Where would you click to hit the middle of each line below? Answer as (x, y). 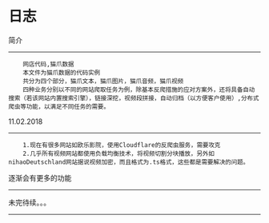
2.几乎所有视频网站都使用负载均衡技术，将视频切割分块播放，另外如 (118, 153)
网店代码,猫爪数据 (48, 64)
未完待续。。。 (29, 202)
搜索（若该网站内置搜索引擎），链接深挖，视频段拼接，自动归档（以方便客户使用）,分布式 (134, 98)
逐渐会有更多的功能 (40, 177)
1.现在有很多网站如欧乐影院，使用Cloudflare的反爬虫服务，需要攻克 (122, 145)
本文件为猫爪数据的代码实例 (62, 73)
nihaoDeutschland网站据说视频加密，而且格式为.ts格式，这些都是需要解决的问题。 (129, 162)
